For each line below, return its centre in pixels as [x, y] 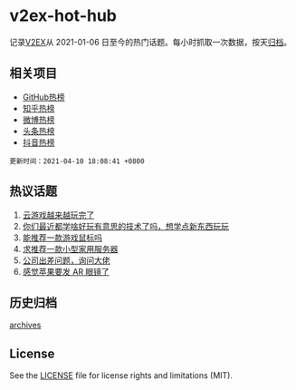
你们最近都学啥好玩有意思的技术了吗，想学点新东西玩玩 [125, 226]
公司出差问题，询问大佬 [66, 260]
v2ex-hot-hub [63, 16]
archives [25, 325]
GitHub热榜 [43, 97]
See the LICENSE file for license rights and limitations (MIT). [121, 375]
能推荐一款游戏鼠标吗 [62, 238]
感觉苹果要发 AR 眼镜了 [66, 271]
